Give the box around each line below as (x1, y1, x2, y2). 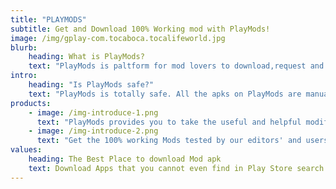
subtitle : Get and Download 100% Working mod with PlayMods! (10, 24, 271, 34)
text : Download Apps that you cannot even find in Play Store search (28, 163, 325, 173)
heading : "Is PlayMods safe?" (28, 80, 155, 90)
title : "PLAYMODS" (10, 14, 87, 25)
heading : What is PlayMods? (28, 52, 145, 62)
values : (10, 145, 43, 155)
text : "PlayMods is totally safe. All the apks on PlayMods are (28, 89, 302, 99)
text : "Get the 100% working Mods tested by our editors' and (36, 136, 302, 146)
